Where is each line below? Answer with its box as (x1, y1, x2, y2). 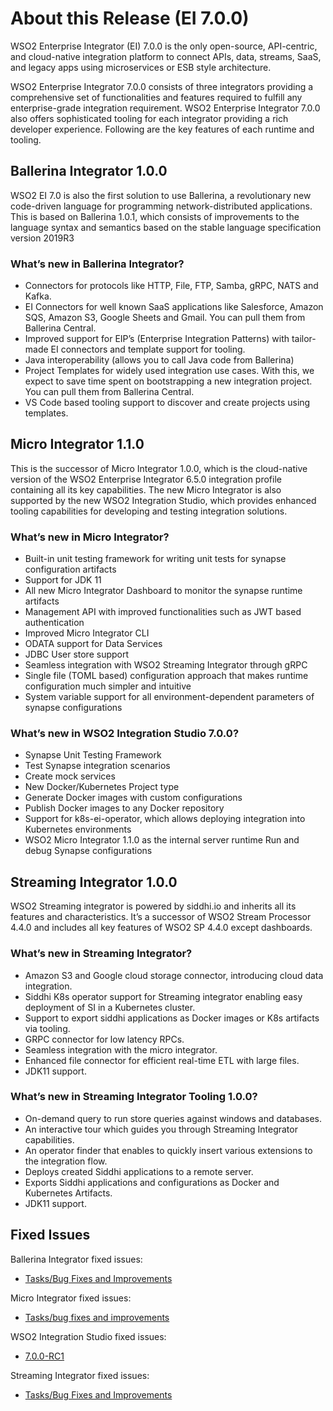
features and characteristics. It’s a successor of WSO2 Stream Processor (10, 911, 312, 923)
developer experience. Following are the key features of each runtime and (10, 123, 315, 135)
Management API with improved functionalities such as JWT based (24, 606, 302, 618)
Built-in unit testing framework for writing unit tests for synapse (24, 553, 287, 565)
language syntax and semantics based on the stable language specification (10, 221, 322, 233)
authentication (24, 617, 85, 629)
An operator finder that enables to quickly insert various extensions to (24, 1144, 313, 1156)
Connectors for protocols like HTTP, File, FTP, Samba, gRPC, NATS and (24, 280, 319, 292)
